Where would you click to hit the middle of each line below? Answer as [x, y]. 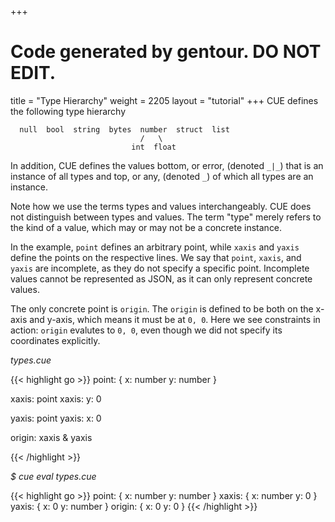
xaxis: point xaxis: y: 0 [56, 398]
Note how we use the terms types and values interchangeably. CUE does [161, 206]
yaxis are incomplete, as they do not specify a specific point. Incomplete [160, 268]
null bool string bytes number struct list [124, 129]
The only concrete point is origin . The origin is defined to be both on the [162, 308]
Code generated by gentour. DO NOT [166, 52]
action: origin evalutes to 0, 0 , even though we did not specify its [146, 330]
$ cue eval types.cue [53, 476]
